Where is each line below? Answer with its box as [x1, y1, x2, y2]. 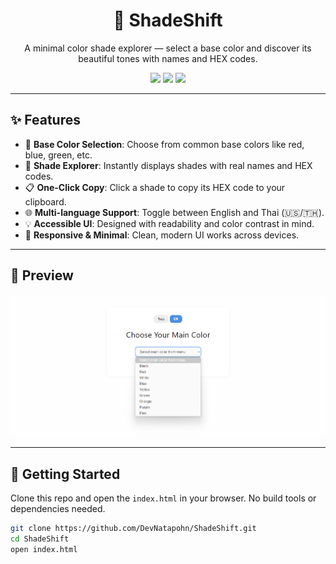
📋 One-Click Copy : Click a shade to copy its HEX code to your [24, 181, 286, 193]
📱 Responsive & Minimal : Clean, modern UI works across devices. [24, 229, 300, 241]
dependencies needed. [10, 502, 106, 514]
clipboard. [24, 195, 67, 208]
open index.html [10, 544, 78, 554]
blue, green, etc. [24, 149, 93, 161]
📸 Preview [10, 267, 74, 284]
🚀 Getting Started [10, 465, 121, 483]
